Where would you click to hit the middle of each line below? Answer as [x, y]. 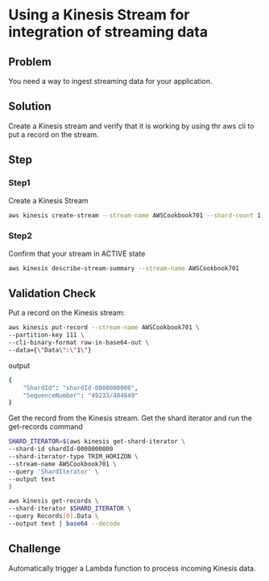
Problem [30, 62]
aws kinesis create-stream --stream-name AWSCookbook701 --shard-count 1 [135, 215]
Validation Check [52, 293]
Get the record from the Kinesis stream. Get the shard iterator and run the [130, 418]
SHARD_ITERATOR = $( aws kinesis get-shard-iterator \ [97, 441]
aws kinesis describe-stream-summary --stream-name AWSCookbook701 [124, 268]
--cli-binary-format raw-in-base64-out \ [79, 343]
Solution [30, 107]
